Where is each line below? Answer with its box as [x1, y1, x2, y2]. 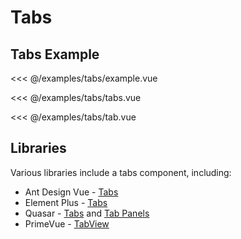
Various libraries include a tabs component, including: [10, 166, 232, 178]
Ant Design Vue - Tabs [24, 186, 119, 198]
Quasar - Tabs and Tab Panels [24, 207, 150, 219]
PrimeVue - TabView [24, 217, 110, 230]
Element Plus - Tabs [24, 196, 108, 208]
